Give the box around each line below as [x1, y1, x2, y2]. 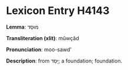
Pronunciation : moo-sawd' [6, 45, 72, 53]
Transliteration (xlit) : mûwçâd [6, 34, 79, 41]
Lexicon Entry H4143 [6, 4, 110, 17]
